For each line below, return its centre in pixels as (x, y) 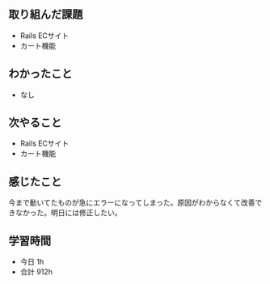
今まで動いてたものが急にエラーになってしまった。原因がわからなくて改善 (132, 203)
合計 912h (36, 272)
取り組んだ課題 (46, 15)
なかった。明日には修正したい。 (68, 213)
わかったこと (40, 74)
